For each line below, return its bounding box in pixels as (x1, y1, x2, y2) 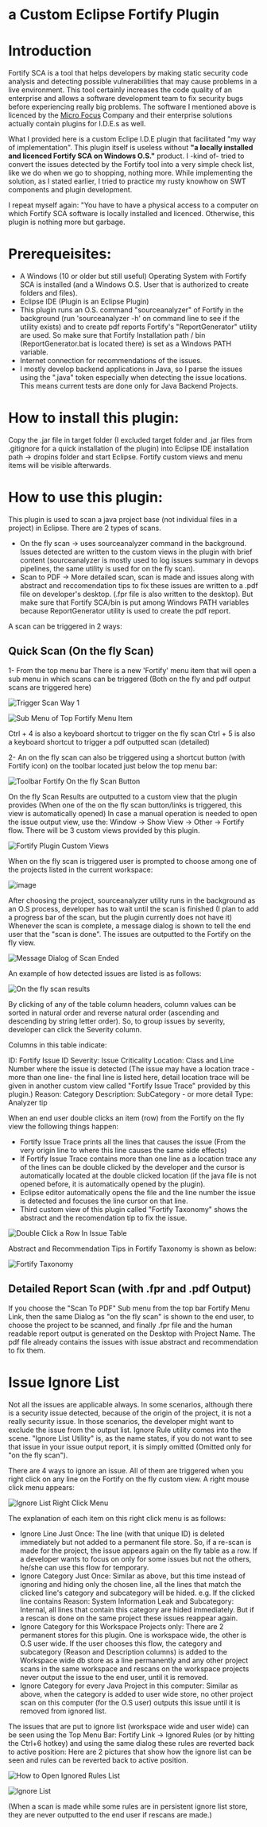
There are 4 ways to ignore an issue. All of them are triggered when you (8, 1465, 244, 1475)
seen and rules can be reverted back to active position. (8, 1755, 189, 1765)
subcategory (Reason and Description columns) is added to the (19, 1647, 228, 1656)
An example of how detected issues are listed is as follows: (8, 968, 202, 978)
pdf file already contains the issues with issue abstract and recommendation (8, 1337, 258, 1346)
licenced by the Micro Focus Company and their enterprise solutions (8, 110, 233, 120)
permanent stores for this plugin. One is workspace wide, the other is (19, 1630, 247, 1639)
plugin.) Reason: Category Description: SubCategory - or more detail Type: (8, 1089, 253, 1098)
